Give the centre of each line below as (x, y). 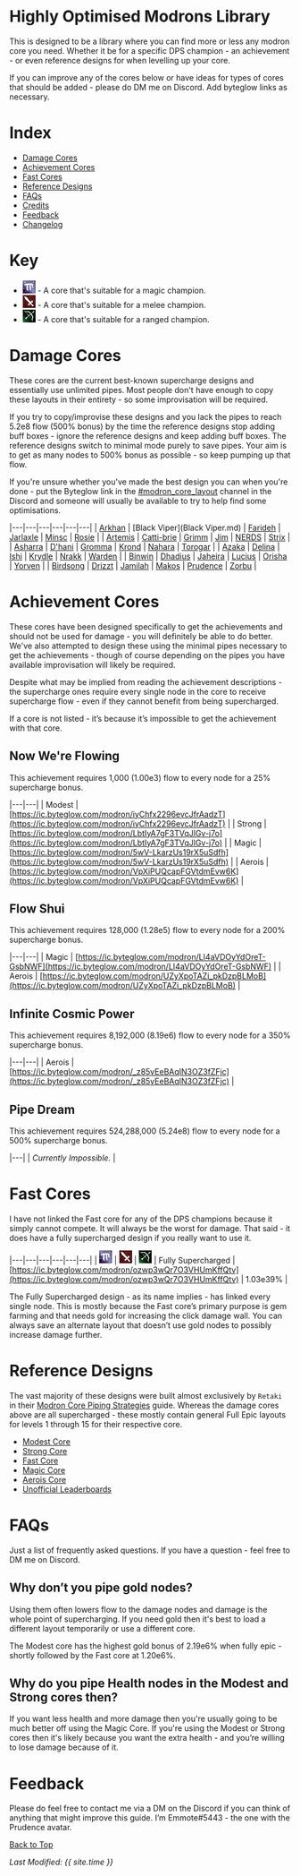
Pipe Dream (42, 1109)
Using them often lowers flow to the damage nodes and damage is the (138, 1609)
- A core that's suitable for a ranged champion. (123, 319)
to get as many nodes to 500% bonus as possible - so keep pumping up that (150, 455)
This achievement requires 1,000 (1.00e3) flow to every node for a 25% (140, 777)
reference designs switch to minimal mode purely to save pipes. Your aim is (148, 445)
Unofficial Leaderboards (67, 1489)
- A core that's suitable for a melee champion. (122, 304)
